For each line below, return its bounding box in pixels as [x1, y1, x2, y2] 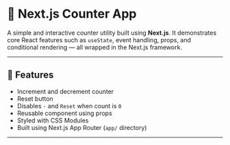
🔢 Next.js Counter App [7, 6, 137, 22]
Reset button [16, 95, 53, 103]
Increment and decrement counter [16, 87, 114, 95]
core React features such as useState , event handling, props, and [7, 35, 192, 44]
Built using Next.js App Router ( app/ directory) [16, 123, 147, 131]
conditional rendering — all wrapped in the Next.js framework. [7, 43, 183, 51]
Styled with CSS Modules [16, 116, 89, 125]
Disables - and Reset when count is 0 [16, 101, 122, 110]
